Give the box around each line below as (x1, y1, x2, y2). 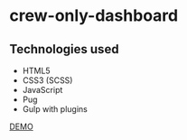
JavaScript (22, 85, 63, 95)
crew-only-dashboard (9, 5, 179, 26)
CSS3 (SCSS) (22, 75, 73, 86)
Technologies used (9, 42, 119, 57)
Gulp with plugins (22, 104, 88, 114)
